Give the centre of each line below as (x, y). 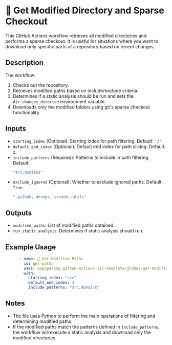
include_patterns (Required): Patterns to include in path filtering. (81, 157)
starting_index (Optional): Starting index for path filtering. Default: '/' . (88, 141)
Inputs (16, 129)
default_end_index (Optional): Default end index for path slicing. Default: (89, 147)
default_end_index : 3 (51, 283)
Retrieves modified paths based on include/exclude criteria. (76, 90)
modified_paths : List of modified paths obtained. (64, 225)
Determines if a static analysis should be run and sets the (73, 96)
